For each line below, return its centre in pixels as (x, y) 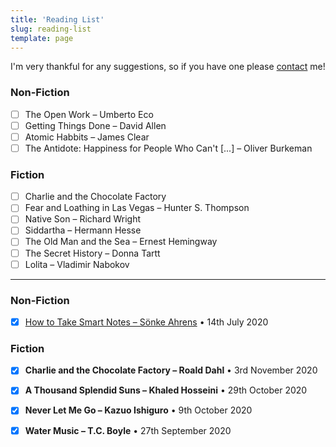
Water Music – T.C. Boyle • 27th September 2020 (128, 430)
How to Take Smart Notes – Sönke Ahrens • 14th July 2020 (146, 322)
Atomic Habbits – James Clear (87, 137)
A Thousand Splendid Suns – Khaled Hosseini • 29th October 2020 (166, 390)
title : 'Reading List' (57, 19)
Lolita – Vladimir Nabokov (77, 264)
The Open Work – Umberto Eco (89, 114)
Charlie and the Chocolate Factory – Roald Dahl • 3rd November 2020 (171, 370)
